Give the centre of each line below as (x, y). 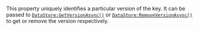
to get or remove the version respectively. (58, 21)
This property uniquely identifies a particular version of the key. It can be (96, 9)
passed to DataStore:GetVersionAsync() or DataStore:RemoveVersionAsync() (99, 15)
